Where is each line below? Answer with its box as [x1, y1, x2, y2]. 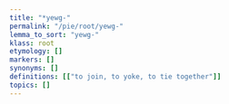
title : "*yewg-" [9, 13, 71, 23]
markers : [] [9, 55, 55, 64]
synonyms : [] [9, 64, 59, 73]
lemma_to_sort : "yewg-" [9, 30, 100, 39]
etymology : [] [9, 47, 64, 56]
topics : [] [9, 80, 51, 90]
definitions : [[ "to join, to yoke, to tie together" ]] [9, 72, 222, 81]
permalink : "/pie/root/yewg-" [9, 22, 124, 31]
